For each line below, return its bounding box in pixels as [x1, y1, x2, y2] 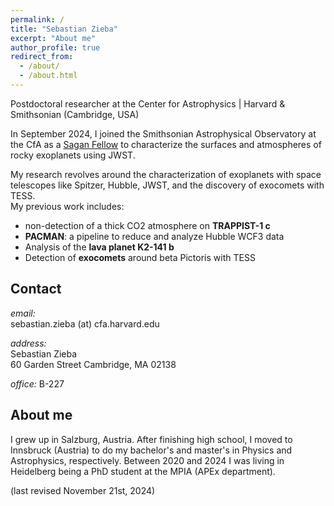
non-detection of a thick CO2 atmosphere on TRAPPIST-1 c [24, 219, 271, 231]
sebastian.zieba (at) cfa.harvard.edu [10, 317, 160, 330]
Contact [10, 281, 62, 298]
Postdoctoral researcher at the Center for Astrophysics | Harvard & [10, 97, 286, 110]
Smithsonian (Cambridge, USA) [10, 108, 140, 120]
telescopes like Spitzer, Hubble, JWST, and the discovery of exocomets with [10, 179, 325, 191]
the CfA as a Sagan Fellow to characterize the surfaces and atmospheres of [10, 138, 322, 150]
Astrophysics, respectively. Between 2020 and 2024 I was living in [10, 454, 285, 466]
